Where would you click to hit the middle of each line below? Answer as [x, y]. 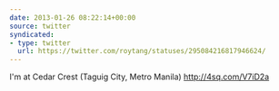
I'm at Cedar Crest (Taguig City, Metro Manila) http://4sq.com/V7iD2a [139, 77]
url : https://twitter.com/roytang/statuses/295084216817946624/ [142, 51]
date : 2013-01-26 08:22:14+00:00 [73, 18]
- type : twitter [40, 43]
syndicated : [32, 34]
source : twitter [40, 26]
